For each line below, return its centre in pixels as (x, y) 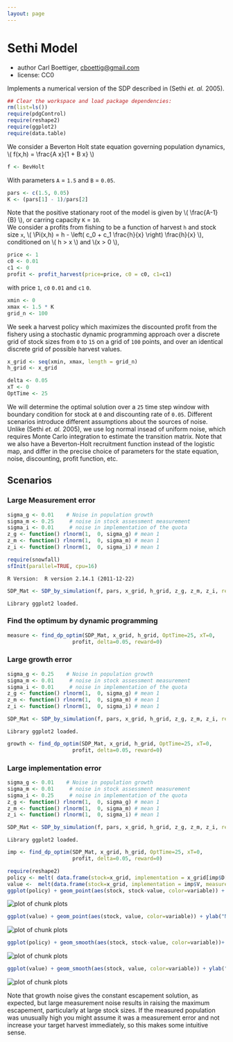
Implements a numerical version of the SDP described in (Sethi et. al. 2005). (116, 88)
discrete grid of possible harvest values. (64, 349)
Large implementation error (54, 768)
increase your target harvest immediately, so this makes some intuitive (108, 1025)
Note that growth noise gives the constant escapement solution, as (103, 995)
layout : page (26, 14)
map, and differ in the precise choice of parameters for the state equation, (113, 451)
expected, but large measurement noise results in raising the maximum (109, 1003)
